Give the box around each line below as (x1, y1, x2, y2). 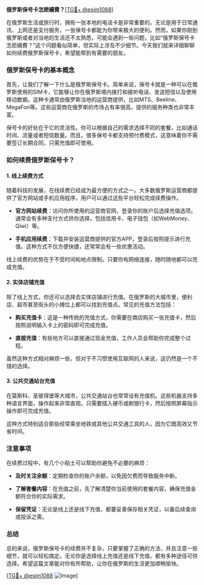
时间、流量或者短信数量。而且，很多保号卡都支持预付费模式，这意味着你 (6, 132, 187, 139)
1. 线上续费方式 (6, 172, 44, 179)
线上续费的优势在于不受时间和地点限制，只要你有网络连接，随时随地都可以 (6, 256, 192, 263)
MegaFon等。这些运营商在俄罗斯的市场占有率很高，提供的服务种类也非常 (6, 103, 189, 111)
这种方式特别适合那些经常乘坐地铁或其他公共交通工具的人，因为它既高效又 (6, 420, 192, 427)
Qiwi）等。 (15, 222, 42, 230)
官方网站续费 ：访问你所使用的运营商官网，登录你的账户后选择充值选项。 (15, 207, 196, 214)
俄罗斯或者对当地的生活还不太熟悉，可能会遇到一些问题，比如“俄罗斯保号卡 (6, 34, 195, 41)
